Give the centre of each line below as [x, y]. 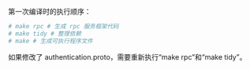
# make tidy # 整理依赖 [45, 34]
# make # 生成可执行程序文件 [50, 41]
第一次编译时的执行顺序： [50, 11]
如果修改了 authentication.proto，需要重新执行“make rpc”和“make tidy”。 [127, 56]
